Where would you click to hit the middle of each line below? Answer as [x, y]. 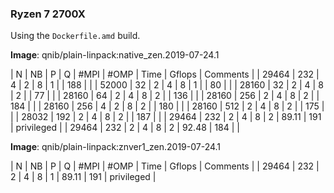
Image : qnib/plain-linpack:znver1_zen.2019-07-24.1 [116, 147]
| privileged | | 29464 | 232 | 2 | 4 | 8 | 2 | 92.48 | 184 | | [125, 128]
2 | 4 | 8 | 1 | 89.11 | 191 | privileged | [83, 177]
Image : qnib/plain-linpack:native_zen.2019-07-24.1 [115, 55]
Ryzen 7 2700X [48, 14]
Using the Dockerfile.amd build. [75, 36]
